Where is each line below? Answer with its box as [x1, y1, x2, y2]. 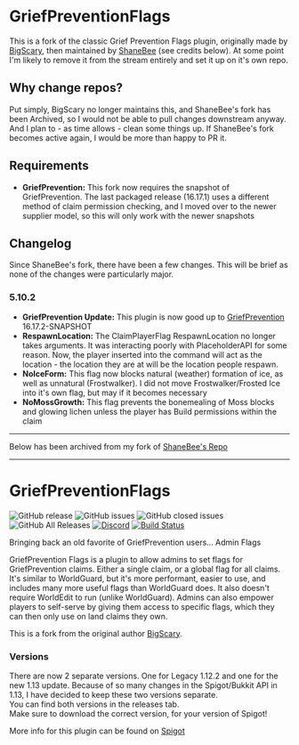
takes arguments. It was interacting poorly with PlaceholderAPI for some [21, 340, 287, 351]
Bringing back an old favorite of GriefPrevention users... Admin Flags [9, 537, 262, 547]
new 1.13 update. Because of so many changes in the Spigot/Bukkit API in [9, 679, 278, 691]
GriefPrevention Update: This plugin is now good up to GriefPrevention [21, 312, 285, 322]
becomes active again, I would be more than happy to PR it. [9, 132, 227, 143]
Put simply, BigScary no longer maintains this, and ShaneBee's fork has [9, 104, 271, 115]
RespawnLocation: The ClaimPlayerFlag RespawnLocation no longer [21, 330, 276, 341]
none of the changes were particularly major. [9, 269, 174, 279]
